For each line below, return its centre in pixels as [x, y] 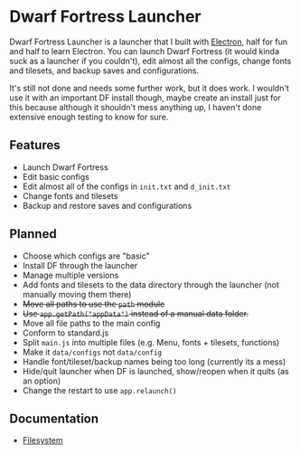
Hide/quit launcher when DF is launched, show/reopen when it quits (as [155, 371]
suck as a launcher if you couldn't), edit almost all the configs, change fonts [150, 61]
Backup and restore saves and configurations [107, 205]
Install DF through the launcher [80, 265]
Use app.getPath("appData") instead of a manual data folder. [136, 313]
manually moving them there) [77, 294]
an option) [42, 381]
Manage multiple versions [70, 275]
